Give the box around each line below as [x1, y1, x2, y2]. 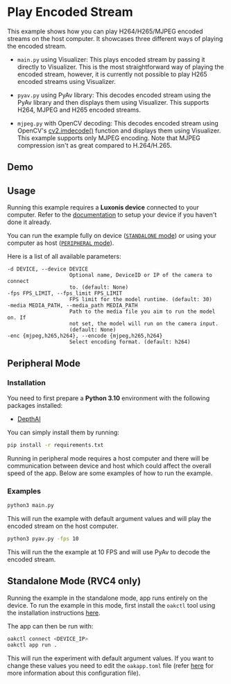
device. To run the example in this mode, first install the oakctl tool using [7, 601, 216, 609]
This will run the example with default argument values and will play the [7, 514, 212, 522]
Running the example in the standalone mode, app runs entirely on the [7, 594, 208, 602]
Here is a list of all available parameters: [7, 253, 121, 261]
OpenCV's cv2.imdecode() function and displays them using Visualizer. [17, 126, 221, 135]
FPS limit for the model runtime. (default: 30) [69, 296, 213, 303]
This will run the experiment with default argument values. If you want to [7, 654, 214, 662]
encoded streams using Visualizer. [17, 77, 116, 85]
